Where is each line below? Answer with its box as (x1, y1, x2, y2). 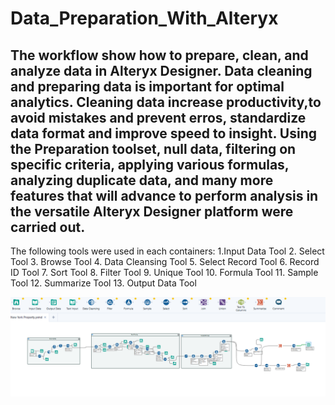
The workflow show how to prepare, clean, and (10, 47, 309, 64)
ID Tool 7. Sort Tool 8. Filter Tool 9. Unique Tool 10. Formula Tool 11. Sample (10, 267, 319, 278)
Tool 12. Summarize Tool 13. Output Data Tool (10, 277, 197, 289)
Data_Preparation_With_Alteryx (10, 7, 279, 30)
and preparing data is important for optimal (10, 78, 285, 95)
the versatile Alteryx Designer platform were (10, 203, 294, 220)
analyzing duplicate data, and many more (10, 172, 274, 189)
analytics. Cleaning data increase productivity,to (10, 93, 322, 111)
